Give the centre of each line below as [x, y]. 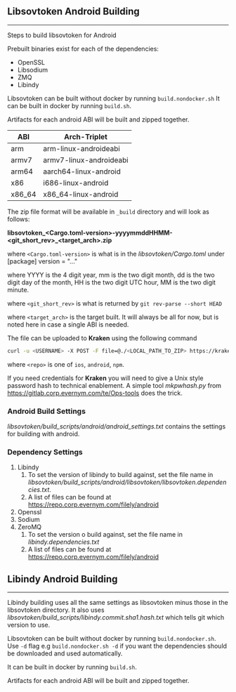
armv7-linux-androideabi [86, 159]
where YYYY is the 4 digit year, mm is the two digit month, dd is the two [111, 275]
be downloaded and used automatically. [65, 653]
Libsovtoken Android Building [74, 12]
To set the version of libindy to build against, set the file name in [120, 475]
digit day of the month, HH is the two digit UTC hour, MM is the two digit [112, 282]
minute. [18, 289]
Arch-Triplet [86, 136]
